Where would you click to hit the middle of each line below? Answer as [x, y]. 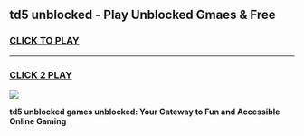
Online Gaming [38, 121]
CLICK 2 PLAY [41, 74]
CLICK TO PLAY [44, 41]
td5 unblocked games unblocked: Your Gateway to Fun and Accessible [145, 112]
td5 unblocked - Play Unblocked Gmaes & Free [142, 15]
